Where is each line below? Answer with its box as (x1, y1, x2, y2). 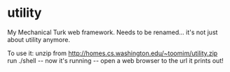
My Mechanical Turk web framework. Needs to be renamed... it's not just (7, 28, 218, 36)
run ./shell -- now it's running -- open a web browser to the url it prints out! (7, 56, 224, 64)
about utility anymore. (7, 35, 71, 43)
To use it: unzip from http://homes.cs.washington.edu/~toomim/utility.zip (7, 49, 218, 57)
